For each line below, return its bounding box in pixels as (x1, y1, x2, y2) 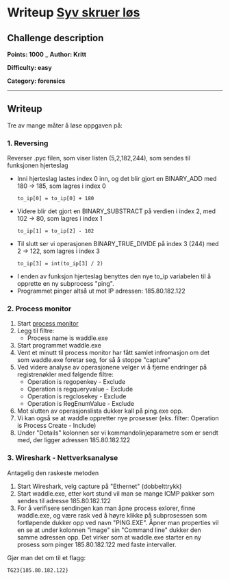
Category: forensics (7, 77, 66, 85)
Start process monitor (16, 319, 79, 328)
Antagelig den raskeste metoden (7, 468, 99, 477)
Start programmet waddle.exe (16, 341, 101, 350)
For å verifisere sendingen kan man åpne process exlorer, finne (16, 504, 196, 512)
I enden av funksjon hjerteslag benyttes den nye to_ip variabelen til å (16, 272, 211, 280)
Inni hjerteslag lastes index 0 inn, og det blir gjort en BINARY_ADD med (16, 175, 217, 183)
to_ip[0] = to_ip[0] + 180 (16, 195, 94, 202)
